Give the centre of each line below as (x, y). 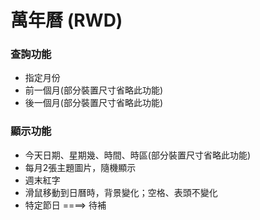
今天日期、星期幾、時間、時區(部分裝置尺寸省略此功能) (138, 155)
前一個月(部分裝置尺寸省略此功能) (94, 90)
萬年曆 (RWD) (66, 20)
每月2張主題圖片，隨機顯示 (80, 167)
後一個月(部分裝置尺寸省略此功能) (94, 103)
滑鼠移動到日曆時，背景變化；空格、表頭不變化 (121, 192)
